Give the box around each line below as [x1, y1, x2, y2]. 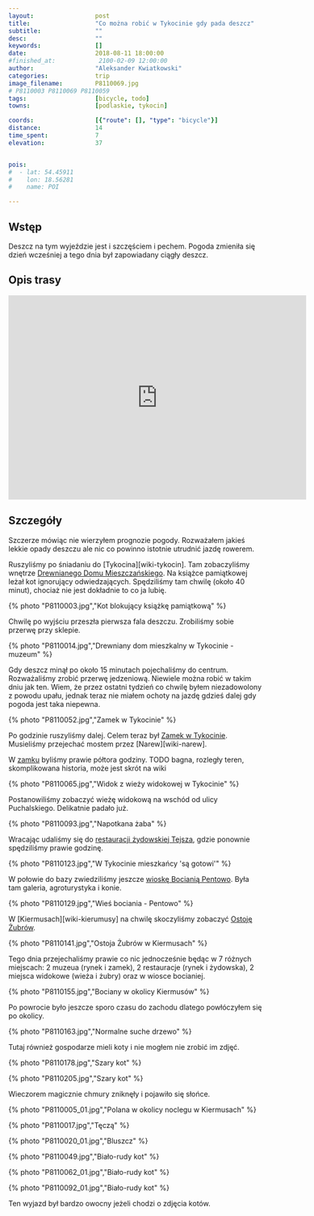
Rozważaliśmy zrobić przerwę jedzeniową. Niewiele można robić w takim [8, 673, 252, 683]
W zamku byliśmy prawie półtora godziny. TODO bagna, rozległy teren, [8, 754, 245, 764]
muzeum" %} [8, 649, 52, 658]
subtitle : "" [8, 27, 103, 35]
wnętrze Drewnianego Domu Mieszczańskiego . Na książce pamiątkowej [8, 568, 248, 578]
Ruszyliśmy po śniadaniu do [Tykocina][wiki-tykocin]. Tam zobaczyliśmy [8, 559, 250, 569]
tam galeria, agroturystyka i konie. [8, 883, 123, 892]
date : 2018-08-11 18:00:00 [8, 49, 164, 57]
